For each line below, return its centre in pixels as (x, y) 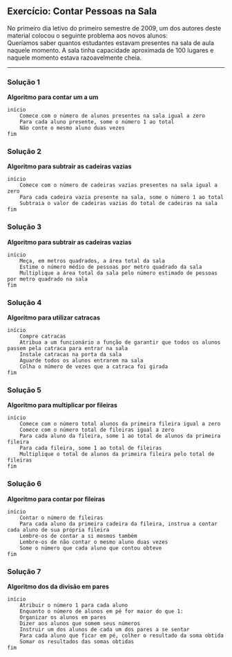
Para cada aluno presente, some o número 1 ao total (97, 122)
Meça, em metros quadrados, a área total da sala (93, 261)
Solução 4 (25, 302)
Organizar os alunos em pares (63, 617)
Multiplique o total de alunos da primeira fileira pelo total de (117, 454)
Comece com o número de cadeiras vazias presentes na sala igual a (118, 185)
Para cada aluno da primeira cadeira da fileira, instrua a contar (118, 524)
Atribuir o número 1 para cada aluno (74, 605)
